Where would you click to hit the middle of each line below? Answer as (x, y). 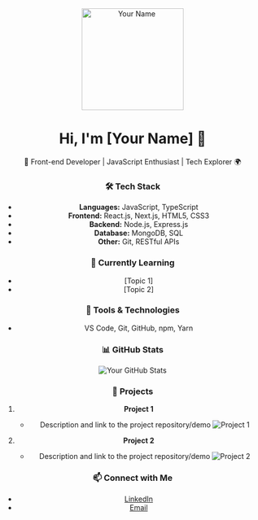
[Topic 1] (138, 281)
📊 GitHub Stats (133, 349)
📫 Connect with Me (133, 478)
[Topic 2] (139, 289)
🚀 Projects (133, 391)
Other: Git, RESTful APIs (139, 242)
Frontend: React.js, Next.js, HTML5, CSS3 (139, 216)
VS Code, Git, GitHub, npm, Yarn (139, 328)
